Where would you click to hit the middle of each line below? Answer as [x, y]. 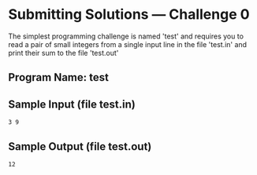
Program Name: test [58, 77]
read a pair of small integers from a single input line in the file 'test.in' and [127, 44]
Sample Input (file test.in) [72, 104]
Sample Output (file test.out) [80, 146]
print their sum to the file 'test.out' [63, 53]
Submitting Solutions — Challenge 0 [129, 15]
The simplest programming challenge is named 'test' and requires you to [126, 36]
